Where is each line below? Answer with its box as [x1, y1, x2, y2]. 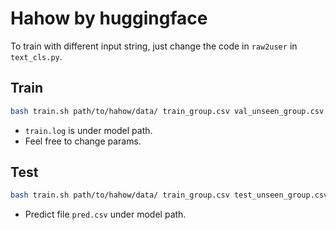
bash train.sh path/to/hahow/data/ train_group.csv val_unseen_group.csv [10, 106, 325, 116]
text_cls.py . [10, 50, 63, 62]
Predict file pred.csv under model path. [24, 208, 187, 221]
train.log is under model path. [24, 124, 153, 136]
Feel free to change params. [24, 135, 142, 147]
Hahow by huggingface [10, 7, 208, 30]
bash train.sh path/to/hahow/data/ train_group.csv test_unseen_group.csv [10, 190, 329, 201]
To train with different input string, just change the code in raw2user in [10, 40, 298, 52]
